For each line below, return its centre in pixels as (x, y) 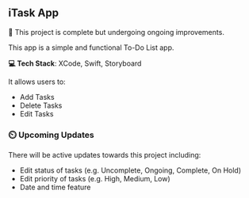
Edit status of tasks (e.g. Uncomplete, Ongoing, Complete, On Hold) (130, 170)
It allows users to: (37, 82)
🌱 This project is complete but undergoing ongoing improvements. (116, 32)
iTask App (34, 13)
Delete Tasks (41, 105)
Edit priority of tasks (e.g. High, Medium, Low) (95, 179)
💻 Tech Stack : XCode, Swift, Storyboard (75, 63)
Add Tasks (37, 97)
